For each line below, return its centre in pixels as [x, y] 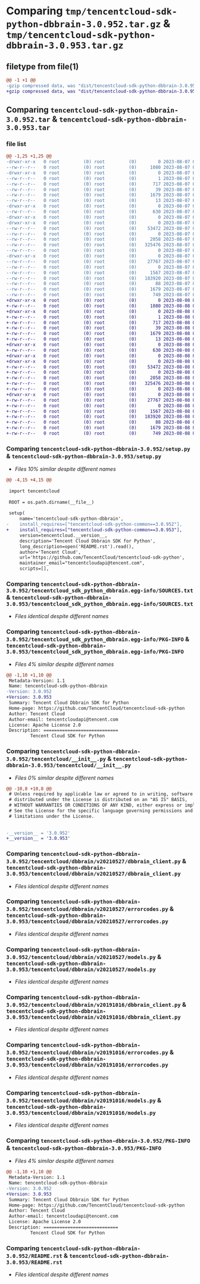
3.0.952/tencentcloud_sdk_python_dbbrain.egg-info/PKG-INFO [95, 640]
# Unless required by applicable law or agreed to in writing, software [101, 794]
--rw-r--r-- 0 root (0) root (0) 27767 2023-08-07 [98, 261]
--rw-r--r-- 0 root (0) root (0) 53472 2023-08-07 [98, 228]
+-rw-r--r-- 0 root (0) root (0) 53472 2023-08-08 [98, 367]
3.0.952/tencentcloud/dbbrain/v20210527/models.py [81, 957]
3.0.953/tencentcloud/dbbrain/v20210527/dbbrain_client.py [93, 874]
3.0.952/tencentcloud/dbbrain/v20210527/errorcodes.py [87, 909]
